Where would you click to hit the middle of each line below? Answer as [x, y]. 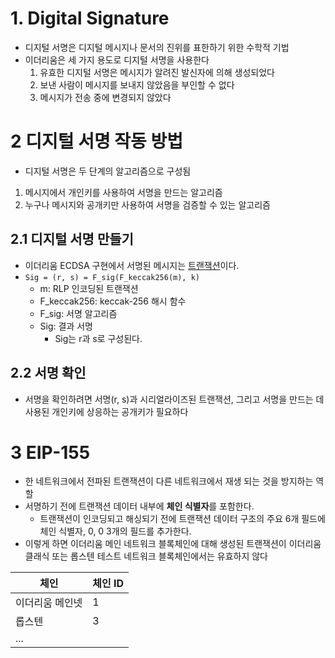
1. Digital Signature [90, 18]
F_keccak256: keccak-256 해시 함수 [113, 301]
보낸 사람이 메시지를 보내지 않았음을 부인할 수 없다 [137, 84]
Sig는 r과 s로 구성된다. [98, 338]
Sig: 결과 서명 [66, 326]
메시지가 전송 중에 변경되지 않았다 [105, 97]
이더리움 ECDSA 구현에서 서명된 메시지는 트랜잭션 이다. [132, 265]
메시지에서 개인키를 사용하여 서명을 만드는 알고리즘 [123, 192]
